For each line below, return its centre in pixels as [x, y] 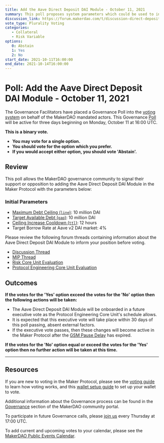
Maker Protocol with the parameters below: [48, 189]
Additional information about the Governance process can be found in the [79, 401]
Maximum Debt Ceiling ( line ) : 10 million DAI [56, 212]
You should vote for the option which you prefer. [62, 146]
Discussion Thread [31, 252]
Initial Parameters [26, 201]
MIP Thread [24, 257]
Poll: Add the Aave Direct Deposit [74, 88]
